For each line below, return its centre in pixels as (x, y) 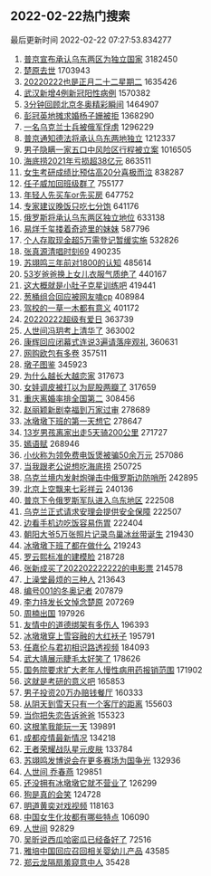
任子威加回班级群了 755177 (73, 183)
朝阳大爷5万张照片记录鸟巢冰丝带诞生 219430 (108, 534)
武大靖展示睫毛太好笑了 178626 (82, 658)
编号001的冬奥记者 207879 (73, 590)
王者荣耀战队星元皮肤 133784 (78, 748)
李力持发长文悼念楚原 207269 (79, 602)
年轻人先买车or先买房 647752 (78, 195)
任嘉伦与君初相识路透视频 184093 (86, 647)
